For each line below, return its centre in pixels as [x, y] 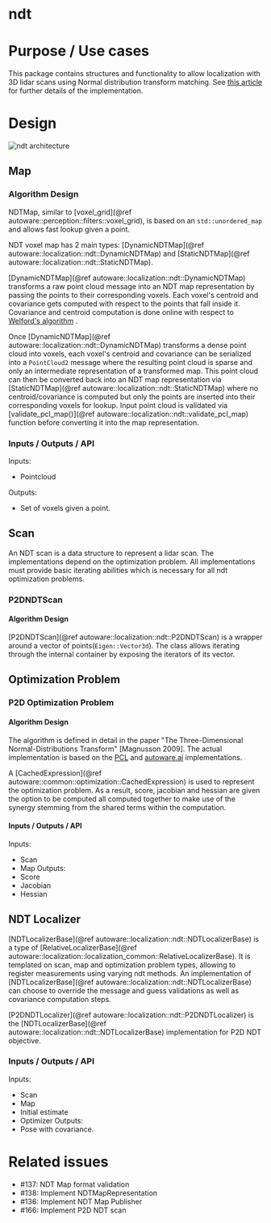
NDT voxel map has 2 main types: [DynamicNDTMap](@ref [106, 244]
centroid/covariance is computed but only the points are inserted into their [132, 397]
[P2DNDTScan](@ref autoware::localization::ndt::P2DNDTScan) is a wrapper [135, 637]
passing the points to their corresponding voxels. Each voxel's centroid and [133, 295]
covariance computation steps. [60, 999]
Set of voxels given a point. [65, 508]
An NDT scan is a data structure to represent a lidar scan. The [111, 553]
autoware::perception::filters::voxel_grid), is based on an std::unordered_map [135, 220]
